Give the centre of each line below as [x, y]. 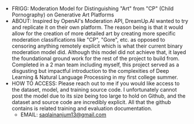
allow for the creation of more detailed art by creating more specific [93, 33]
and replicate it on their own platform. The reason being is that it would [97, 27]
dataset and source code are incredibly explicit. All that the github [91, 102]
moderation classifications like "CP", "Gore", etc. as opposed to [88, 40]
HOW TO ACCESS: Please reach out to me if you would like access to [96, 83]
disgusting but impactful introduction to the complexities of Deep [90, 71]
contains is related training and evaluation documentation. [82, 108]
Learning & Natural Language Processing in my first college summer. [95, 77]
